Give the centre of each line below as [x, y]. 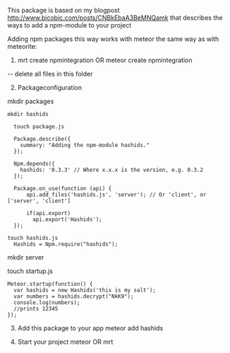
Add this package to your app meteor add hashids [90, 328]
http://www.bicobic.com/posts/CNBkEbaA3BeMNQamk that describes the [115, 18]
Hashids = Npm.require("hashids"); [66, 244]
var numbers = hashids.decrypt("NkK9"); [74, 296]
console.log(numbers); [47, 303]
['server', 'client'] [39, 201]
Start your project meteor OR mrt [65, 342]
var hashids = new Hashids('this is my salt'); [85, 290]
